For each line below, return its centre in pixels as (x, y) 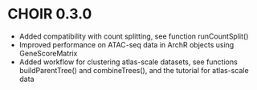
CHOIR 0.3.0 (50, 14)
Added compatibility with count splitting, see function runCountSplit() (134, 36)
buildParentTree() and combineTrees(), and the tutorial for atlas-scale (134, 70)
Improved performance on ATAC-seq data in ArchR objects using (126, 44)
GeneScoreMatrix (48, 53)
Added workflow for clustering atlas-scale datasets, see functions (128, 62)
